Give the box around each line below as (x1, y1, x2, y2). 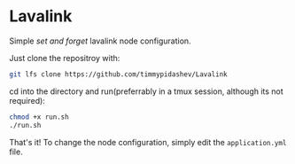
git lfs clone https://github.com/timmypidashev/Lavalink (9, 69, 228, 79)
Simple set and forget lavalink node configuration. (9, 35, 192, 46)
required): (9, 95, 46, 105)
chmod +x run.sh (9, 113, 69, 121)
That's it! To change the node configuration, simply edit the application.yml (9, 137, 287, 147)
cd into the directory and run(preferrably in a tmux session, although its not (9, 86, 283, 97)
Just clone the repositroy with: (9, 52, 120, 63)
